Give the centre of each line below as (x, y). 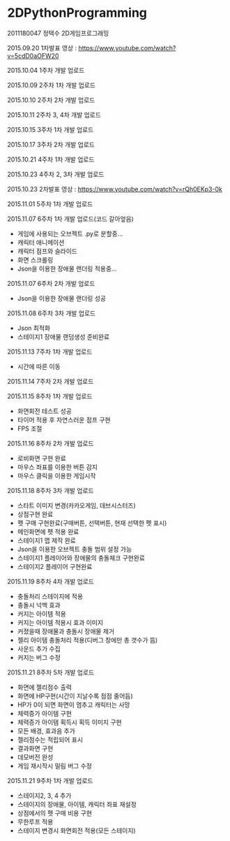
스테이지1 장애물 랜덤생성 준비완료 (63, 336)
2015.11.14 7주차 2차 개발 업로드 (51, 381)
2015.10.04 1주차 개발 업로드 (46, 70)
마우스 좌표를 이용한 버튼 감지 (57, 467)
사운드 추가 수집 (39, 649)
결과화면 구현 (35, 748)
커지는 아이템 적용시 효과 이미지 (60, 622)
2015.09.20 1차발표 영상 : (42, 48)
